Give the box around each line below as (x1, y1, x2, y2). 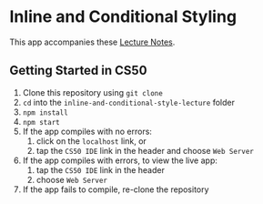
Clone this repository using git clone (22, 87, 164, 97)
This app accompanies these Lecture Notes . (9, 36, 176, 47)
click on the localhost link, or (35, 135, 147, 147)
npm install (22, 107, 68, 117)
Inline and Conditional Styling (9, 6, 238, 27)
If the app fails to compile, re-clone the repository (22, 184, 209, 195)
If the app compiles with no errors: (22, 126, 153, 137)
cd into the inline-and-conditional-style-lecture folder (22, 97, 235, 107)
